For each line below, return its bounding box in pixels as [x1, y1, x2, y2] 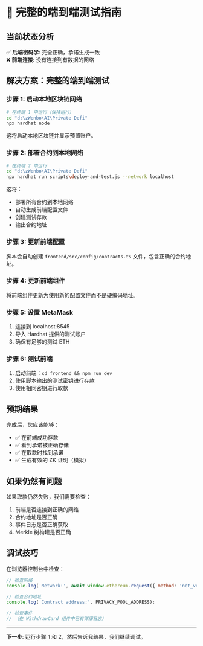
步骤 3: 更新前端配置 [6, 238, 65, 246]
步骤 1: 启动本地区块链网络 [6, 95, 83, 103]
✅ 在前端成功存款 [14, 434, 59, 441]
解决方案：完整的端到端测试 [6, 75, 110, 86]
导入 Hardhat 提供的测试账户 [14, 330, 86, 338]
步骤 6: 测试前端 [6, 354, 53, 363]
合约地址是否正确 [14, 514, 58, 521]
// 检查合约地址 [6, 593, 42, 600]
